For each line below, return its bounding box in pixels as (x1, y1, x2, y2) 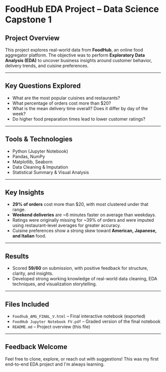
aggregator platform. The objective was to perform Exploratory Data (5, 52, 145, 58)
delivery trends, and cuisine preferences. (5, 63, 89, 68)
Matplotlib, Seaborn (12, 159, 53, 165)
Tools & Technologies (5, 135, 73, 143)
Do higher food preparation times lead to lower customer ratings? (12, 116, 146, 122)
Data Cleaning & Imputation (12, 164, 68, 170)
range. (12, 207, 26, 213)
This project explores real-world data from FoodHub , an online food (5, 47, 143, 53)
